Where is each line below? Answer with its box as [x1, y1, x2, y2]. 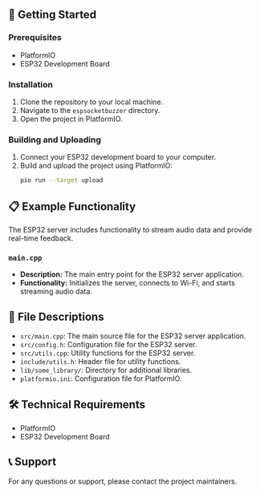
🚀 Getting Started [8, 8, 97, 22]
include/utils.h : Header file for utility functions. [19, 357, 181, 366]
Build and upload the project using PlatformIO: [19, 161, 173, 171]
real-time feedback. [8, 233, 74, 243]
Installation [8, 79, 54, 90]
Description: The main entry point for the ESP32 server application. [19, 269, 245, 279]
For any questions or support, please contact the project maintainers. [8, 476, 238, 486]
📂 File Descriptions [8, 310, 104, 323]
